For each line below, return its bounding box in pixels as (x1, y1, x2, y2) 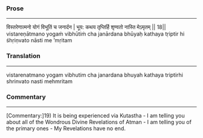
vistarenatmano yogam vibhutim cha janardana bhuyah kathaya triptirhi (6, 71, 183, 78)
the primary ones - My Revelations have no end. (6, 125, 126, 132)
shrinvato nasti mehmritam (6, 77, 72, 85)
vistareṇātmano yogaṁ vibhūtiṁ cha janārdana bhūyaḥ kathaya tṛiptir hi (6, 30, 185, 37)
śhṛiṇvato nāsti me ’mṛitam (6, 37, 72, 44)
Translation (6, 52, 40, 60)
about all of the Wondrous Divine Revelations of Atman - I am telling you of (6, 118, 192, 125)
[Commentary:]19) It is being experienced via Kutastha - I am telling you (6, 111, 185, 119)
